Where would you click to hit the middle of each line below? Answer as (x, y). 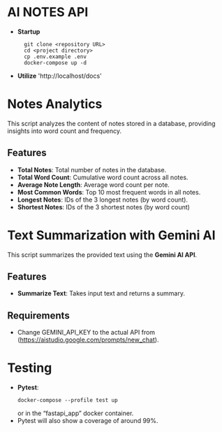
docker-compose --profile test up (67, 400)
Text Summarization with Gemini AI (111, 235)
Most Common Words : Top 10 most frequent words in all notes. (109, 192)
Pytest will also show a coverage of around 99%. (88, 421)
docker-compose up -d (55, 63)
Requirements (38, 315)
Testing (30, 368)
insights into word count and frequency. (65, 131)
